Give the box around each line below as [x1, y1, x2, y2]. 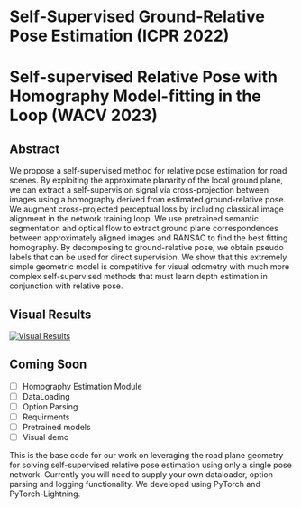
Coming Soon [9, 357, 87, 372]
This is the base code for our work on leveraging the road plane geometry [9, 450, 284, 461]
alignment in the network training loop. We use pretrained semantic [9, 213, 260, 224]
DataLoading [22, 390, 70, 401]
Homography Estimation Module [22, 381, 142, 391]
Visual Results [9, 306, 92, 322]
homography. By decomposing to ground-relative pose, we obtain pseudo [9, 242, 284, 253]
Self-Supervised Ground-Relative [9, 6, 266, 27]
